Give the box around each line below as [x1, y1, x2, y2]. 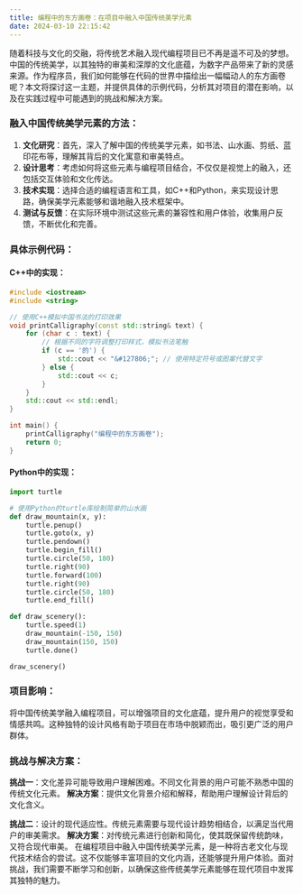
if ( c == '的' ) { [41, 346, 106, 355]
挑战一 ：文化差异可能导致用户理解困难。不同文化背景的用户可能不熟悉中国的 [9, 777, 294, 788]
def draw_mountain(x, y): [9, 512, 106, 521]
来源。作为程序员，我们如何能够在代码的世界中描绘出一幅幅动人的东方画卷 [9, 69, 286, 81]
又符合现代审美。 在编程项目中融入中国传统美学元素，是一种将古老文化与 [9, 841, 280, 853]
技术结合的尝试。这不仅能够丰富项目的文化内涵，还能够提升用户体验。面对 [16, 853, 294, 863]
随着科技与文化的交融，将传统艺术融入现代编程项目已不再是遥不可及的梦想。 [9, 47, 294, 59]
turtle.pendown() [25, 538, 91, 547]
